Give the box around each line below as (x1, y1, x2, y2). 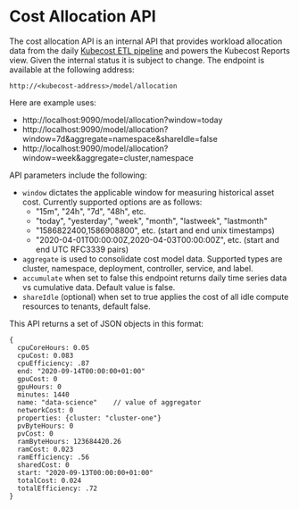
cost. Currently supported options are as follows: (21, 196, 203, 207)
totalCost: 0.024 (17, 476, 82, 485)
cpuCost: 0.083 (17, 351, 74, 360)
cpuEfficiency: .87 (17, 359, 90, 368)
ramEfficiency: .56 (17, 453, 90, 462)
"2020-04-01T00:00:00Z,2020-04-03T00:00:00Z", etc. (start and (35, 234, 279, 245)
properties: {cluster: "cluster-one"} (17, 413, 162, 422)
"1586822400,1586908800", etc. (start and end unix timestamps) (35, 225, 275, 236)
